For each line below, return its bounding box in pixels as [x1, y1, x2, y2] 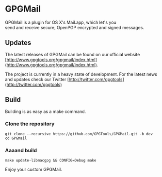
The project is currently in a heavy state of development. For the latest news [5, 71, 158, 77]
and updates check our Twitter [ [5, 76, 69, 82]
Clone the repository [5, 120, 55, 127]
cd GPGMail [5, 136, 27, 141]
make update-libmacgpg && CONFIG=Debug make [5, 158, 97, 163]
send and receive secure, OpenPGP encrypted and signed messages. [5, 24, 145, 30]
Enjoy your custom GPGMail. [5, 166, 62, 173]
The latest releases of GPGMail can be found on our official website [5, 51, 140, 57]
